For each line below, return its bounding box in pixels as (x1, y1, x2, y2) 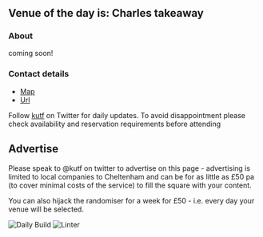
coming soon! (8, 49, 54, 58)
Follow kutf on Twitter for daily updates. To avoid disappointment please (8, 110, 246, 120)
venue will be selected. (8, 204, 84, 214)
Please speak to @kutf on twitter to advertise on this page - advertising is (8, 163, 250, 173)
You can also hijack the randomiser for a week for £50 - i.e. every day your (8, 196, 255, 205)
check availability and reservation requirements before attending (8, 119, 221, 128)
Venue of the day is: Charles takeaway (8, 6, 204, 20)
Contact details (8, 69, 70, 80)
